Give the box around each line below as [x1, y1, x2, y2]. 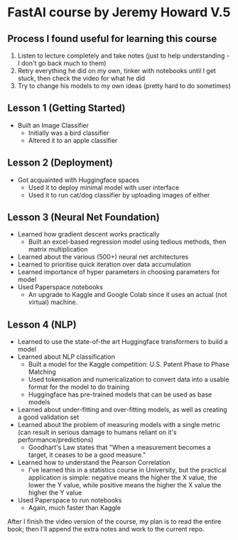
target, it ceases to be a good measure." [28, 450, 146, 459]
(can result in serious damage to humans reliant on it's [17, 428, 177, 437]
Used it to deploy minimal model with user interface [28, 183, 180, 192]
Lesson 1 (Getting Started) [7, 102, 126, 114]
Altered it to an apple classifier [28, 136, 118, 144]
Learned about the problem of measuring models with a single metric [17, 421, 220, 429]
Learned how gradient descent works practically [17, 230, 160, 239]
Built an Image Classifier [17, 121, 90, 129]
